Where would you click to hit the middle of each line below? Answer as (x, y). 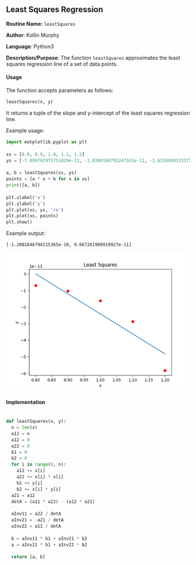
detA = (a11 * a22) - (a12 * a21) (53, 502)
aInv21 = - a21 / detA (38, 520)
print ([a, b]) (23, 185)
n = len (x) (24, 428)
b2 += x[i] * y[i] (39, 489)
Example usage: (25, 130)
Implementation (26, 402)
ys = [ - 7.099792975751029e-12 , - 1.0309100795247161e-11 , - (79, 160)
